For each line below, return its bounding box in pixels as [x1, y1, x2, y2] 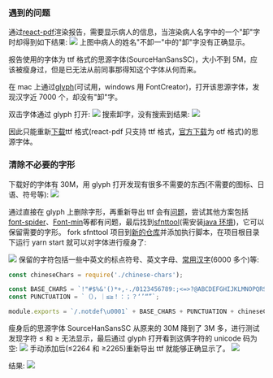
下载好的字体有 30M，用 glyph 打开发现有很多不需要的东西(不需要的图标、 [8, 179, 258, 189]
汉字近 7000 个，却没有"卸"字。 [15, 92, 123, 102]
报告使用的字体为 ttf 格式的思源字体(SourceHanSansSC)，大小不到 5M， [8, 54, 251, 64]
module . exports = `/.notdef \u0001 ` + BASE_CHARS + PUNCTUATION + [8, 307, 234, 316]
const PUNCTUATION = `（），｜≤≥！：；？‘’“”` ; [8, 293, 160, 302]
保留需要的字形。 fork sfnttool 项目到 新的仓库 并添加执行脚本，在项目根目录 [8, 227, 260, 237]
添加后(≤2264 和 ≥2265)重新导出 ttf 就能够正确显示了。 [43, 344, 230, 354]
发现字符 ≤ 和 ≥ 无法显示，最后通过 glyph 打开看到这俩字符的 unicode [8, 333, 241, 343]
